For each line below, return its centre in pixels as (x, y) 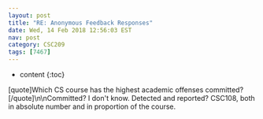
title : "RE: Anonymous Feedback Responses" (81, 23)
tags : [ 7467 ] (30, 52)
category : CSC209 (37, 45)
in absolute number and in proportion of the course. (92, 106)
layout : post (30, 15)
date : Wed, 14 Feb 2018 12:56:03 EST (70, 30)
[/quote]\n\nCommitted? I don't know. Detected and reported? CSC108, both (132, 98)
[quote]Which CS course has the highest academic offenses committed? (126, 90)
